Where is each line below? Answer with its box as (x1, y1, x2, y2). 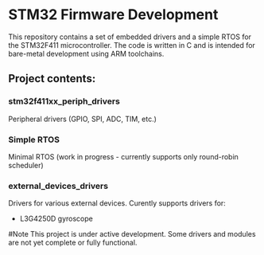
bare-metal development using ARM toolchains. (8, 49, 165, 58)
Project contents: (8, 72, 96, 85)
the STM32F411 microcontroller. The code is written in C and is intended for (8, 40, 256, 49)
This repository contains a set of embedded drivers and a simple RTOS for (8, 32, 252, 41)
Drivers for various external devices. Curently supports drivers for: (8, 198, 227, 208)
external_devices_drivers (8, 180, 109, 191)
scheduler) (8, 160, 44, 170)
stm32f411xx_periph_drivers (8, 96, 121, 107)
